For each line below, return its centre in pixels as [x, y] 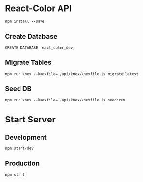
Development [26, 137]
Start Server [31, 119]
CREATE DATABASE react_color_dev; [40, 48]
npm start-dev [20, 149]
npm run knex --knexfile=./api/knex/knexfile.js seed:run [65, 100]
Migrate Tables [28, 63]
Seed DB [18, 89]
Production [22, 163]
